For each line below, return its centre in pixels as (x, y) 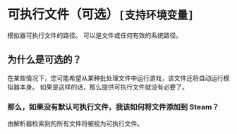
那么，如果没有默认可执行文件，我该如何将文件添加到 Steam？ (114, 106)
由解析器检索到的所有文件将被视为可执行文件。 (75, 123)
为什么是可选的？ (44, 60)
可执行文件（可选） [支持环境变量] (101, 14)
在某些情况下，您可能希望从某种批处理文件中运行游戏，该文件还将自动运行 (115, 78)
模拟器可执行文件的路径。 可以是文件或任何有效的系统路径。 (95, 35)
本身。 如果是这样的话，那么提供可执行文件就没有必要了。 (104, 87)
